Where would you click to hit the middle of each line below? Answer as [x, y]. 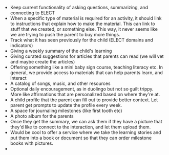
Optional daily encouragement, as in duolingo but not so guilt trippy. [82, 89]
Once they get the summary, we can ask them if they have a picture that [86, 121]
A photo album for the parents [42, 116]
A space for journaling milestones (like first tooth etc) [66, 110]
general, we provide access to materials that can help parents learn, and [86, 73]
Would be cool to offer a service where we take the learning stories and [86, 132]
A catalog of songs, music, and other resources [60, 83]
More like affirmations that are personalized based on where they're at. [85, 94]
